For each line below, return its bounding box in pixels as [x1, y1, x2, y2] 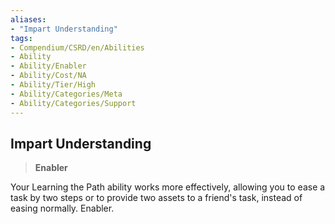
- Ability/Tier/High [10, 80, 97, 90]
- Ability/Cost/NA [10, 71, 87, 81]
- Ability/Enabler [10, 61, 87, 71]
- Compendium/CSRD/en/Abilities [10, 42, 145, 53]
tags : [10, 33, 33, 43]
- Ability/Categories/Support [10, 98, 137, 108]
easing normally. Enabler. [10, 202, 115, 215]
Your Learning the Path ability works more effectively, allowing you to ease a [10, 181, 326, 193]
